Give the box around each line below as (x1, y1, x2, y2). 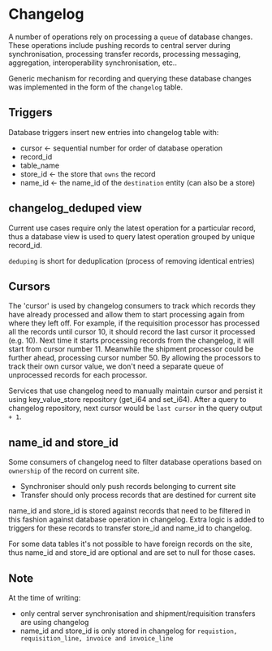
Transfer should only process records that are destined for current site (19, 490, 257, 500)
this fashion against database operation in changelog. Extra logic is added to (8, 514, 265, 525)
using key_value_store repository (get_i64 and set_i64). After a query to (8, 395, 247, 404)
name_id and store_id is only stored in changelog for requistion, (19, 626, 238, 636)
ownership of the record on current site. (8, 465, 140, 476)
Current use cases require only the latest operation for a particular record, (8, 223, 256, 233)
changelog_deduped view (8, 201, 142, 216)
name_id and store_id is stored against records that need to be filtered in (8, 506, 252, 516)
